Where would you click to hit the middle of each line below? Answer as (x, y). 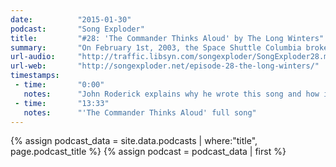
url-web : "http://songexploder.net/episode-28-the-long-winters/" (165, 66)
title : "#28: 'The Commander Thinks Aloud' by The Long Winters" (167, 38)
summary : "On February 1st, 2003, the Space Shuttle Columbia (156, 47)
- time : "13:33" (62, 103)
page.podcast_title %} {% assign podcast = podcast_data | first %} (148, 152)
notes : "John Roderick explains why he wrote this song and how (171, 94)
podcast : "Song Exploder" (77, 29)
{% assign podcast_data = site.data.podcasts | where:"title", (134, 141)
